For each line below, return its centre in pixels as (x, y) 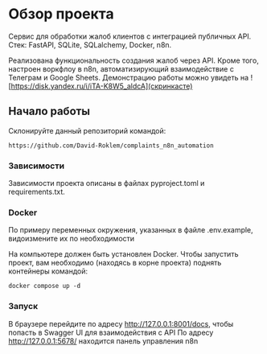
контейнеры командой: (48, 271)
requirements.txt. (37, 192)
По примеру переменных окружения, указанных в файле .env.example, (131, 230)
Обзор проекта (61, 14)
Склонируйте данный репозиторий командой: (87, 130)
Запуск (23, 307)
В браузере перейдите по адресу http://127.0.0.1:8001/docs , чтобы (121, 323)
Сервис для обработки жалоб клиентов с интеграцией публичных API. (130, 36)
